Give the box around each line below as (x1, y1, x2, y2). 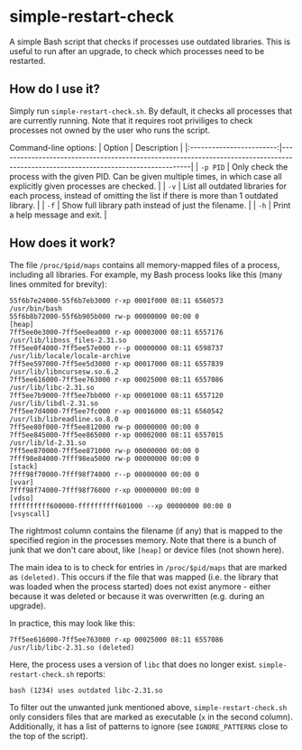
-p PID (200, 162, 225, 172)
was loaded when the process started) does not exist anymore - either (9, 580, 271, 592)
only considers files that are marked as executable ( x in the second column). (9, 711, 293, 722)
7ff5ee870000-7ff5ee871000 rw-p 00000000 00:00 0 (9, 446, 200, 455)
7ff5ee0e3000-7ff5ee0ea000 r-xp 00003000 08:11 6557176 (9, 328, 224, 337)
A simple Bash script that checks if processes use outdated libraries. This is (9, 36, 291, 47)
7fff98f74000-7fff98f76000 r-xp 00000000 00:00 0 (9, 486, 200, 495)
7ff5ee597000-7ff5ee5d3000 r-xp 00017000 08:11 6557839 (9, 359, 224, 368)
